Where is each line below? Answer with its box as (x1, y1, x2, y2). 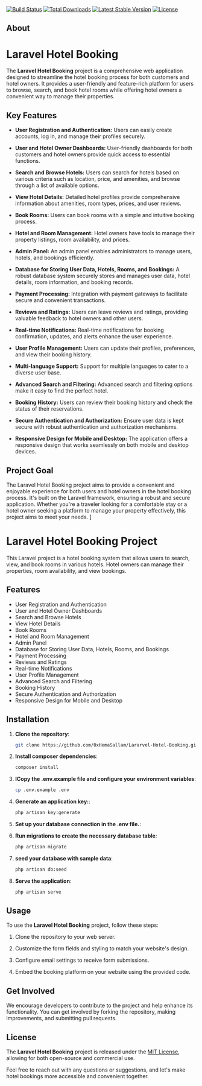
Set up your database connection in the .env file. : (14, 821, 142, 828)
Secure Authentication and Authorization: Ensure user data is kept (14, 417, 184, 425)
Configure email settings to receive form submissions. (14, 956, 150, 964)
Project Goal (6, 465, 54, 476)
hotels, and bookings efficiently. (14, 254, 95, 262)
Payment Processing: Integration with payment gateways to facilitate (14, 290, 188, 298)
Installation (6, 715, 49, 725)
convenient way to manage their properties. (6, 93, 115, 100)
